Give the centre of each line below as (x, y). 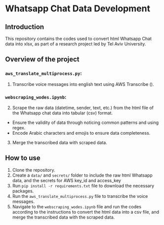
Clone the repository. (34, 170)
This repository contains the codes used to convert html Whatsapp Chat (79, 38)
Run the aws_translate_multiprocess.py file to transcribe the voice (80, 196)
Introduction (25, 27)
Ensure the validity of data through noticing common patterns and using (85, 122)
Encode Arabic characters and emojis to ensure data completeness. (81, 133)
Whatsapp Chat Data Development (78, 9)
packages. (23, 191)
